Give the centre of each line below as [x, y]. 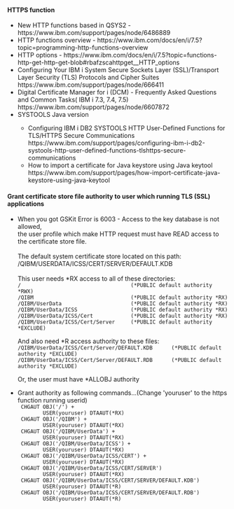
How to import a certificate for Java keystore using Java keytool [120, 165]
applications [26, 204]
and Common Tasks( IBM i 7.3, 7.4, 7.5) [73, 100]
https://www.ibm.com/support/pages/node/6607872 [93, 107]
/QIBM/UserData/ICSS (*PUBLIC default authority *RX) [123, 310]
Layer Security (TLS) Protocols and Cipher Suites [88, 78]
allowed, [29, 227]
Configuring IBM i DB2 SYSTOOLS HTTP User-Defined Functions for [126, 128]
